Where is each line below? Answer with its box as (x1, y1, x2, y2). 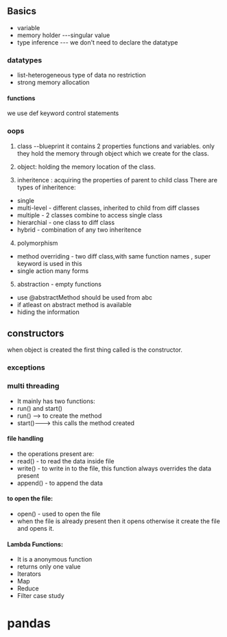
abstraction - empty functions (16, 280, 101, 288)
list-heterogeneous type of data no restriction (16, 71, 146, 80)
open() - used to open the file (16, 510, 101, 518)
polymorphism (16, 239, 58, 247)
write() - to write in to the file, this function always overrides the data (16, 464, 211, 472)
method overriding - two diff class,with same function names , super (16, 252, 211, 260)
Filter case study (16, 592, 65, 600)
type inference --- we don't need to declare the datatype (16, 38, 178, 47)
